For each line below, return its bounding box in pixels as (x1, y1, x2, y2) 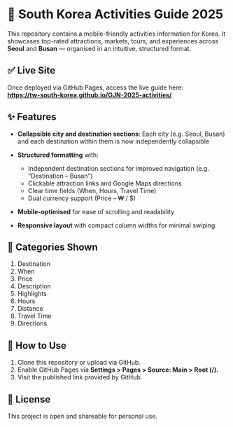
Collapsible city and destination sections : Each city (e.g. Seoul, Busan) (17, 129, 225, 138)
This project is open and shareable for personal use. (7, 412, 158, 420)
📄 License (7, 393, 51, 405)
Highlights (17, 290, 47, 298)
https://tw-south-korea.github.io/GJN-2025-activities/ (7, 90, 172, 99)
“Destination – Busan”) (27, 171, 93, 180)
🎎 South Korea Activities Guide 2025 (7, 6, 224, 22)
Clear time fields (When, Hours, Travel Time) (27, 186, 157, 195)
